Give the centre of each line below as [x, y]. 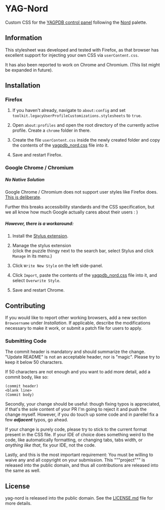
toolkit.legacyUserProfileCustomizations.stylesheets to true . [77, 116]
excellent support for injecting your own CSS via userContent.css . [72, 55]
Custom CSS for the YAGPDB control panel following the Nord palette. [76, 22]
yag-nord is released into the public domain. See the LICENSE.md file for [79, 498]
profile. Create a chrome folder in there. [51, 130]
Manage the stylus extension [42, 246]
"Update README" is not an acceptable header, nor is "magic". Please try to [82, 357]
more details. [19, 504]
